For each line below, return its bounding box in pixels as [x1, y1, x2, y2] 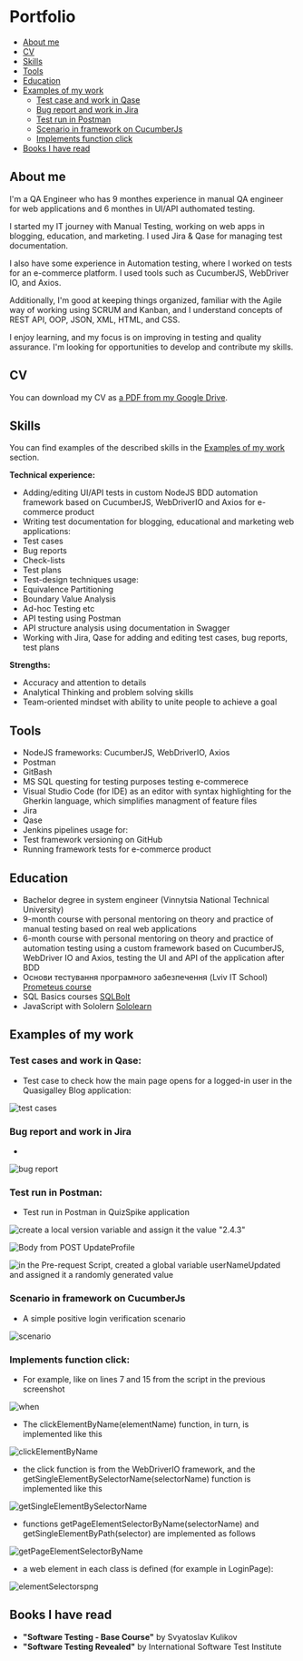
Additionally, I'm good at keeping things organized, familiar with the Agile [9, 294, 282, 306]
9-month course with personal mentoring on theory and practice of [22, 914, 274, 925]
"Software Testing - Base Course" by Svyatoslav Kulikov [22, 1631, 238, 1642]
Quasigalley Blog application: [22, 1085, 132, 1096]
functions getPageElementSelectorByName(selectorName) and [22, 1518, 259, 1529]
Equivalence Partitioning [22, 584, 114, 595]
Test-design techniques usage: [22, 574, 139, 585]
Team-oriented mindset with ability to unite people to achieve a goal [22, 696, 278, 707]
